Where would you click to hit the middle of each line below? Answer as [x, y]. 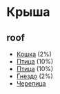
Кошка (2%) [34, 54]
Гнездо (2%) [34, 76]
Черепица [31, 83]
